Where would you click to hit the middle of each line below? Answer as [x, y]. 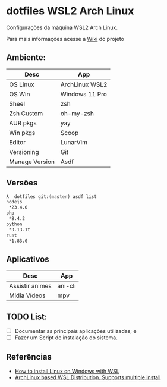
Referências [29, 357]
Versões [22, 183]
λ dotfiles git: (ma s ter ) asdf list [51, 196]
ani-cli [67, 286]
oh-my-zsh [77, 113]
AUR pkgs [23, 123]
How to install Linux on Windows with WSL [67, 371]
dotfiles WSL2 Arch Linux [70, 11]
